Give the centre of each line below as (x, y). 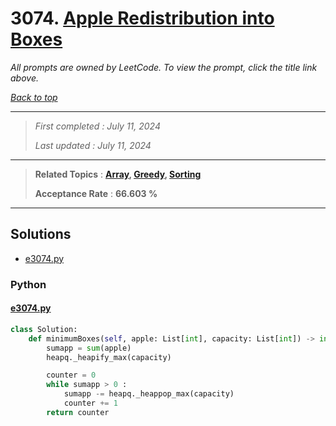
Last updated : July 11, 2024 (93, 145)
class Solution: (44, 329)
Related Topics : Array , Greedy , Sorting (118, 174)
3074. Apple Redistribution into (142, 18)
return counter (78, 412)
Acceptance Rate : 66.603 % (96, 193)
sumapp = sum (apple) (89, 348)
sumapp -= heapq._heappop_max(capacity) (149, 394)
